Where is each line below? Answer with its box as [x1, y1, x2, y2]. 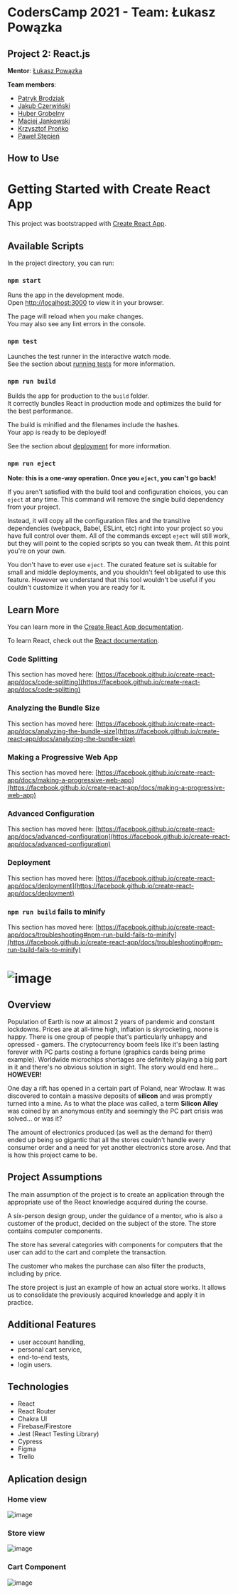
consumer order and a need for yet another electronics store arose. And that [7, 1143, 231, 1151]
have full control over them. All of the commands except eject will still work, [7, 532, 230, 540]
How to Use [7, 152, 60, 164]
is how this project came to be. [7, 1151, 98, 1159]
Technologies [7, 1380, 70, 1393]
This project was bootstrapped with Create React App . [7, 220, 167, 228]
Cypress [17, 1437, 43, 1446]
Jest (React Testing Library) [17, 1430, 99, 1438]
